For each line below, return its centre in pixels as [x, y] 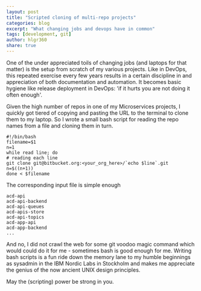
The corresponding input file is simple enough [63, 185]
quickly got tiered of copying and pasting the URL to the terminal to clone [97, 113]
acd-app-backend [27, 228]
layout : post [23, 12]
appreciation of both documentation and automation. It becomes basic [94, 82]
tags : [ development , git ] [39, 34]
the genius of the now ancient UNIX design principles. [73, 270]
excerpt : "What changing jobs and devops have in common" [81, 29]
